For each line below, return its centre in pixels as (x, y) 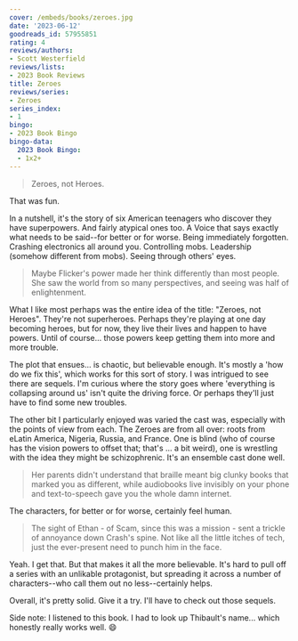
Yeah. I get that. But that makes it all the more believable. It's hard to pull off (148, 564)
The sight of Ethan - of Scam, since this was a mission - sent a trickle (158, 528)
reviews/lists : (37, 68)
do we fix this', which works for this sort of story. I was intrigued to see (139, 374)
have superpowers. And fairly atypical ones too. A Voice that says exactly (144, 227)
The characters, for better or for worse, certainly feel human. (121, 511)
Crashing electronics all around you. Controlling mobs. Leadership (130, 247)
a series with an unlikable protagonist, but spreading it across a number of (145, 573)
